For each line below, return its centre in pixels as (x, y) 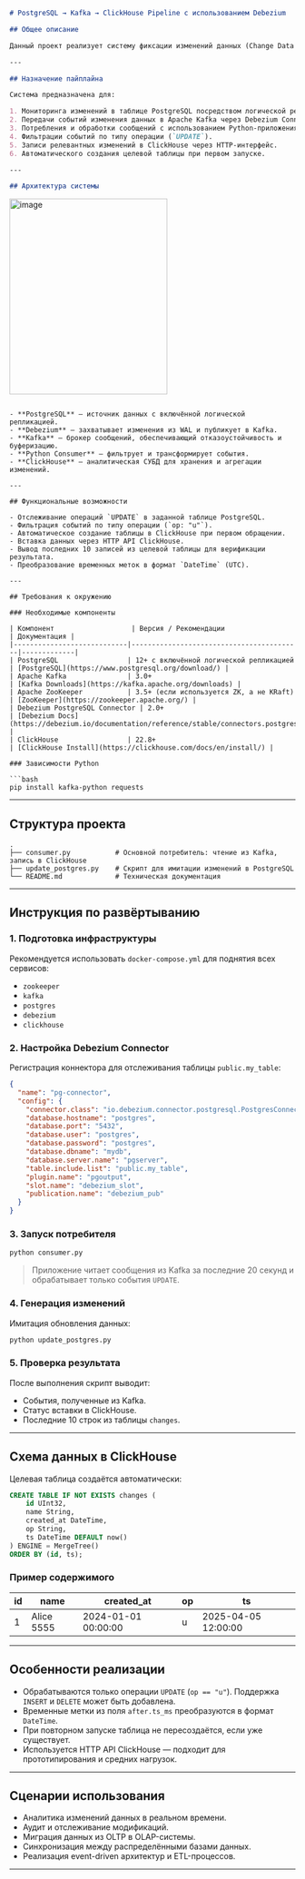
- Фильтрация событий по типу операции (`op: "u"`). (111, 526)
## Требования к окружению (60, 597)
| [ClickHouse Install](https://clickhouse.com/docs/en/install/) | (142, 748)
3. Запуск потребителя (63, 1234)
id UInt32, (46, 1504)
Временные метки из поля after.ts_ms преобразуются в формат (148, 1710)
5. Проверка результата (65, 1363)
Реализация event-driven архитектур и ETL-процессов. (129, 1856)
